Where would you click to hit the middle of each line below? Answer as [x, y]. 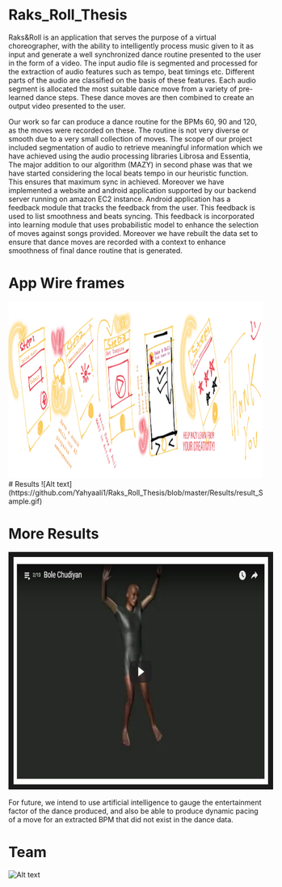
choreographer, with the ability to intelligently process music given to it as [131, 45]
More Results [54, 534]
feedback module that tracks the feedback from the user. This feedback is [132, 207]
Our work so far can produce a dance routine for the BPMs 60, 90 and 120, [133, 121]
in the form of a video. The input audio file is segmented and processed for [133, 63]
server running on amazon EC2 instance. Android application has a [120, 199]
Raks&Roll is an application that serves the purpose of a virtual [112, 37]
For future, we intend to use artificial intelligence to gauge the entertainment [135, 802]
